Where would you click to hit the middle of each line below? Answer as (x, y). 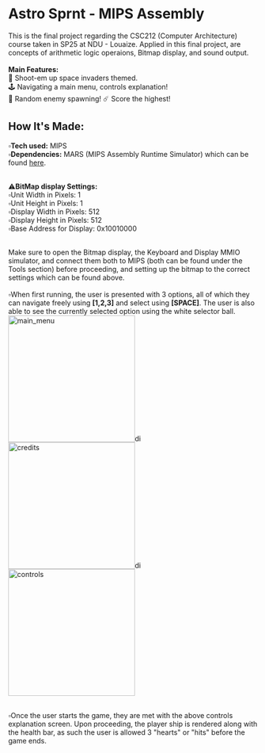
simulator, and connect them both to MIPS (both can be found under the (125, 260)
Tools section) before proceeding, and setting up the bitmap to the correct (129, 269)
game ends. (28, 740)
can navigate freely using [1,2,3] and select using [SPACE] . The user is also (132, 303)
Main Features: (34, 69)
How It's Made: (46, 126)
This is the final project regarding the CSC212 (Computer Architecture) (123, 36)
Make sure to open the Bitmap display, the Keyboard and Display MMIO (124, 252)
